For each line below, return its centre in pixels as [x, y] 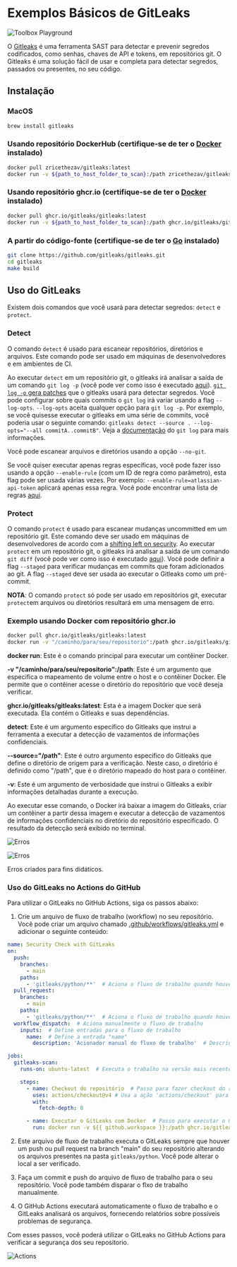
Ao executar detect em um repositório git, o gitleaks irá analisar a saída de [115, 377]
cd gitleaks [25, 262]
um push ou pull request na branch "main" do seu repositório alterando [121, 1149]
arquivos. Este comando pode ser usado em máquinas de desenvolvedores [117, 356]
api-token [22, 488]
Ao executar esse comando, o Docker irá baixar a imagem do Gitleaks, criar [117, 805]
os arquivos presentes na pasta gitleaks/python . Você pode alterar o [118, 1156]
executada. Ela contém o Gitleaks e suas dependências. [89, 713]
